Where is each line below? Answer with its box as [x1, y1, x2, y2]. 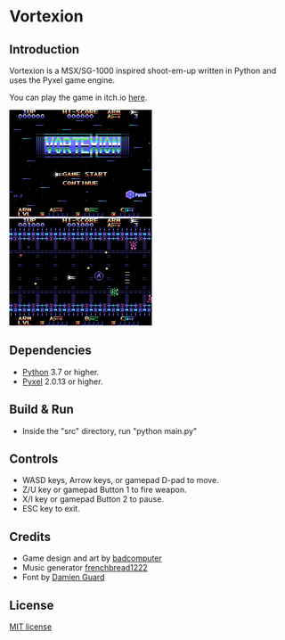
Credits [9, 529, 52, 545]
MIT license [9, 621, 53, 632]
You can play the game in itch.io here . [9, 92, 148, 103]
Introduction [9, 42, 80, 57]
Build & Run [9, 402, 74, 417]
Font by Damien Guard [21, 572, 105, 583]
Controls [9, 452, 59, 467]
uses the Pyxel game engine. [9, 75, 116, 86]
